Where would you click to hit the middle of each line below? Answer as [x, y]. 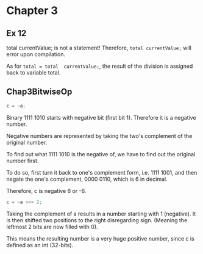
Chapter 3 [32, 11]
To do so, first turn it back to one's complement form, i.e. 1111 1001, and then [102, 172]
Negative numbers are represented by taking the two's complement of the [99, 136]
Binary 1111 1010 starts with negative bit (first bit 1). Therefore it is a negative [101, 117]
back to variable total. [34, 73]
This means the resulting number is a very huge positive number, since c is [101, 238]
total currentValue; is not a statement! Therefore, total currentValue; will [99, 48]
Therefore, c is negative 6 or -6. [46, 191]
